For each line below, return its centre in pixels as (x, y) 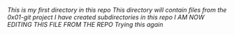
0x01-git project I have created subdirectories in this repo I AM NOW (106, 17)
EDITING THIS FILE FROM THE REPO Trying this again (85, 24)
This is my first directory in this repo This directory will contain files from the (117, 10)
